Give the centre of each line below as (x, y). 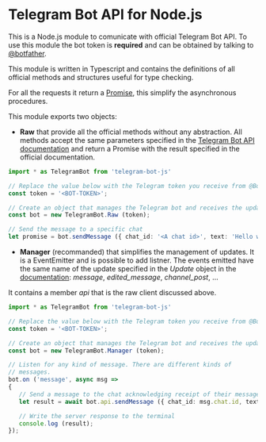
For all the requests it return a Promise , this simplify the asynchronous (122, 92)
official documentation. (57, 157)
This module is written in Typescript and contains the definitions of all (122, 68)
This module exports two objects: (63, 116)
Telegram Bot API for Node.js (105, 15)
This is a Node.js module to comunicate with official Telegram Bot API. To (128, 37)
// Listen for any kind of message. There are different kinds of (120, 365)
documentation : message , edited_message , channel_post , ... (119, 277)
